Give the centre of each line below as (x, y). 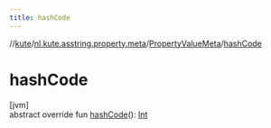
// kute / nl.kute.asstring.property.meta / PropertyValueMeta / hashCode (135, 43)
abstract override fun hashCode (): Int (79, 114)
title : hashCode (40, 18)
